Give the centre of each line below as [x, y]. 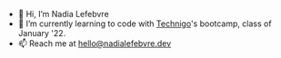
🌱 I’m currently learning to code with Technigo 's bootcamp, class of [145, 24]
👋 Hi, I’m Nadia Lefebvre [63, 14]
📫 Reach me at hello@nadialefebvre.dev [95, 43]
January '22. [42, 33]
